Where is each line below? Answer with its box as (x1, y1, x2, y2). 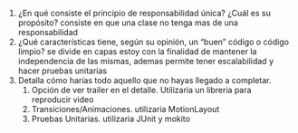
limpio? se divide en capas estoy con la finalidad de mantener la (17, 46, 257, 57)
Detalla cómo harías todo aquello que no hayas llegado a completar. (17, 75, 272, 85)
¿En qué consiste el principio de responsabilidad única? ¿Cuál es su (17, 8, 272, 18)
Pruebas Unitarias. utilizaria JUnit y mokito (31, 113, 190, 124)
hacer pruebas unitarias (17, 65, 107, 76)
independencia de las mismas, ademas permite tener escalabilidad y (17, 56, 274, 66)
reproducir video (31, 94, 94, 105)
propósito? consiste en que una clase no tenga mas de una (17, 17, 238, 28)
